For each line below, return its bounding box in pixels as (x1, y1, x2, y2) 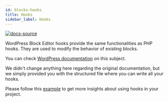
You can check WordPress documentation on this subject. (5, 56, 126, 62)
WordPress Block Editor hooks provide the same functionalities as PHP (5, 40, 153, 46)
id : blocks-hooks (5, 7, 42, 13)
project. (5, 91, 22, 97)
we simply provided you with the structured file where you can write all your (5, 71, 163, 77)
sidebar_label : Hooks (5, 17, 51, 22)
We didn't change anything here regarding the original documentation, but (5, 65, 160, 71)
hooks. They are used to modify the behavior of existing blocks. (5, 46, 138, 52)
